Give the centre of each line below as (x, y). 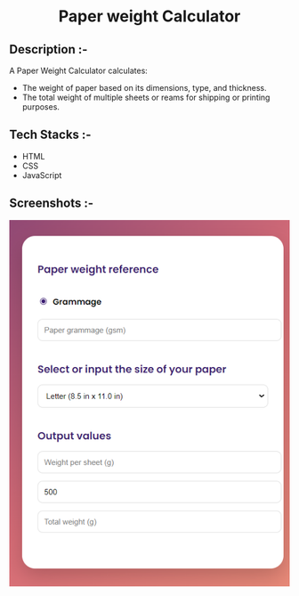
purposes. (41, 107)
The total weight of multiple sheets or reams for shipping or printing (146, 97)
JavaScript (42, 175)
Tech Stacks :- (50, 135)
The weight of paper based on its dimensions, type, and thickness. (144, 88)
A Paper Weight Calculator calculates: (79, 70)
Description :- (48, 49)
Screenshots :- (52, 204)
